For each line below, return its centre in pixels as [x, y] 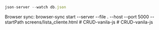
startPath [14, 22]
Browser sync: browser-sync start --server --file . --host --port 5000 [77, 16]
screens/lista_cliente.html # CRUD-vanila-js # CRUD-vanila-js [89, 22]
